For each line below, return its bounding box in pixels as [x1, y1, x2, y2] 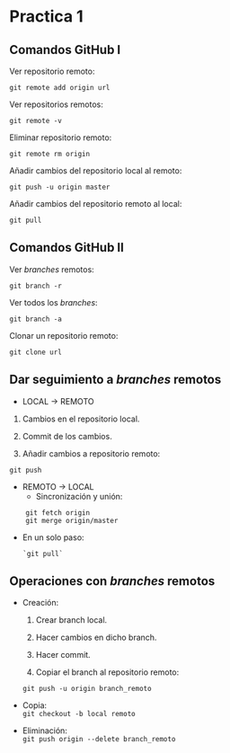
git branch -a [9, 314, 63, 323]
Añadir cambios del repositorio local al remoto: [9, 165, 182, 176]
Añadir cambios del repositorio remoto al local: [9, 199, 182, 208]
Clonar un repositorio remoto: [9, 330, 119, 341]
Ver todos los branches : [9, 297, 98, 307]
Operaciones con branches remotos [9, 573, 216, 589]
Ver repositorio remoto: [9, 66, 95, 76]
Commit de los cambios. [22, 430, 112, 441]
